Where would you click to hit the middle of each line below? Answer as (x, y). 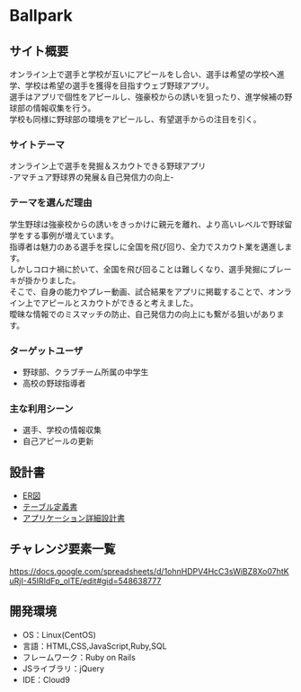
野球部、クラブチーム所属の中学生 (85, 372)
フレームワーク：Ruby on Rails (79, 657)
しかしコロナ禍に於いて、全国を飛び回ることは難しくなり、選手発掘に (139, 269)
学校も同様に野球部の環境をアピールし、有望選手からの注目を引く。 (135, 119)
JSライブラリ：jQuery (63, 668)
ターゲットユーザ (46, 350)
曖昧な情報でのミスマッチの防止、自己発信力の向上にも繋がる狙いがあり (143, 314)
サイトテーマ (37, 145)
